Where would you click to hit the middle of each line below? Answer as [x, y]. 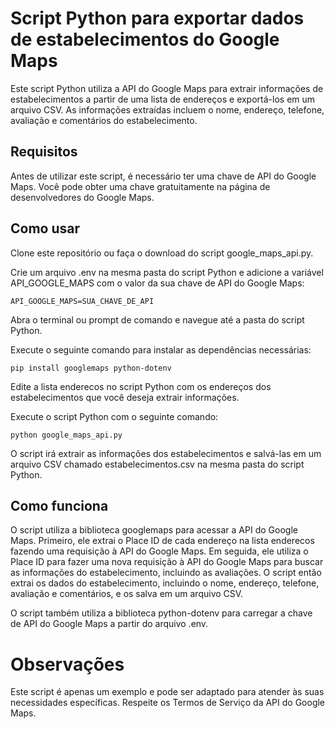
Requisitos [44, 152]
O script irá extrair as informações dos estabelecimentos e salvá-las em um [166, 453]
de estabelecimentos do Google [145, 39]
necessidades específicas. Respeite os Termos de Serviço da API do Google [168, 703]
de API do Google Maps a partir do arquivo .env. [109, 624]
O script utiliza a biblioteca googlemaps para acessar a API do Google [154, 530]
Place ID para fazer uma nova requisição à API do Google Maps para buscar [167, 562]
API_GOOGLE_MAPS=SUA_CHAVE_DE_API [82, 301]
